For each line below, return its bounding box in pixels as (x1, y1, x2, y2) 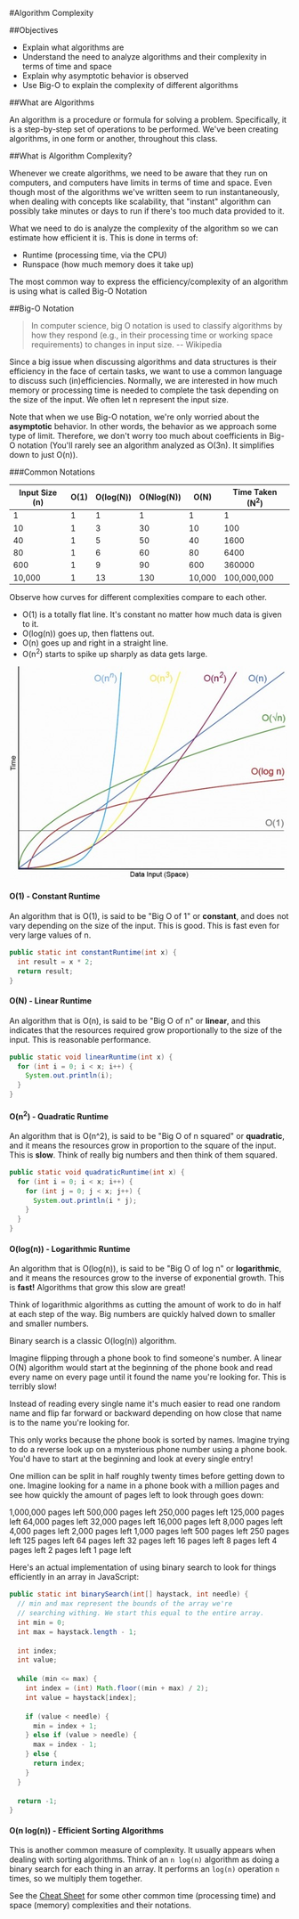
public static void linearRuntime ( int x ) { (9, 1053, 174, 1061)
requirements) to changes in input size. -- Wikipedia (30, 339, 222, 350)
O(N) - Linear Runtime (9, 996, 92, 1006)
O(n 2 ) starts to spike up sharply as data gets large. (21, 647, 208, 659)
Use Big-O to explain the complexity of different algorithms (21, 80, 238, 90)
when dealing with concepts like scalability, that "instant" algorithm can (9, 196, 271, 207)
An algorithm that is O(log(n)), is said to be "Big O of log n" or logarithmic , (9, 1264, 282, 1274)
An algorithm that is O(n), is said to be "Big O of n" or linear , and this (9, 1015, 261, 1026)
